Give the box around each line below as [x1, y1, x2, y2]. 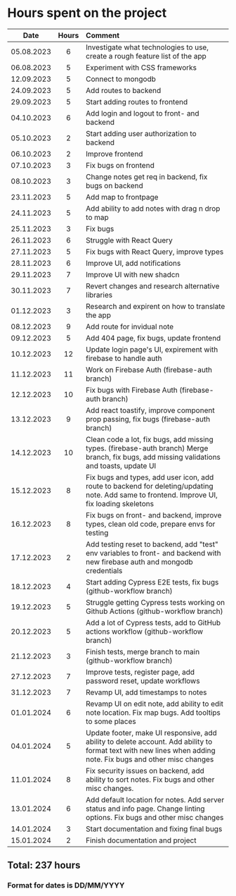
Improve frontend [85, 149, 143, 159]
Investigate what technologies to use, [85, 42, 209, 52]
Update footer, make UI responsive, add [85, 728, 218, 737]
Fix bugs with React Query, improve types [85, 247, 224, 257]
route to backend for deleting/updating [85, 481, 214, 491]
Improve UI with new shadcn [85, 269, 180, 279]
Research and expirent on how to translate [85, 301, 225, 311]
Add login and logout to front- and [85, 108, 199, 118]
